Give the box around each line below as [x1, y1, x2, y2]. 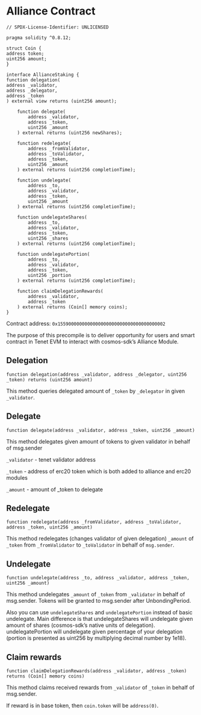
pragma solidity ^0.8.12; [6, 34, 71, 40]
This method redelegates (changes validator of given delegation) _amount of [6, 535, 194, 542]
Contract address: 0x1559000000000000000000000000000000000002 [6, 320, 165, 327]
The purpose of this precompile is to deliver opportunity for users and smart [6, 331, 195, 338]
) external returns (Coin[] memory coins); [17, 303, 128, 310]
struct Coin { [6, 45, 42, 51]
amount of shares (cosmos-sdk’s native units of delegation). [6, 621, 155, 629]
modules [6, 474, 28, 481]
